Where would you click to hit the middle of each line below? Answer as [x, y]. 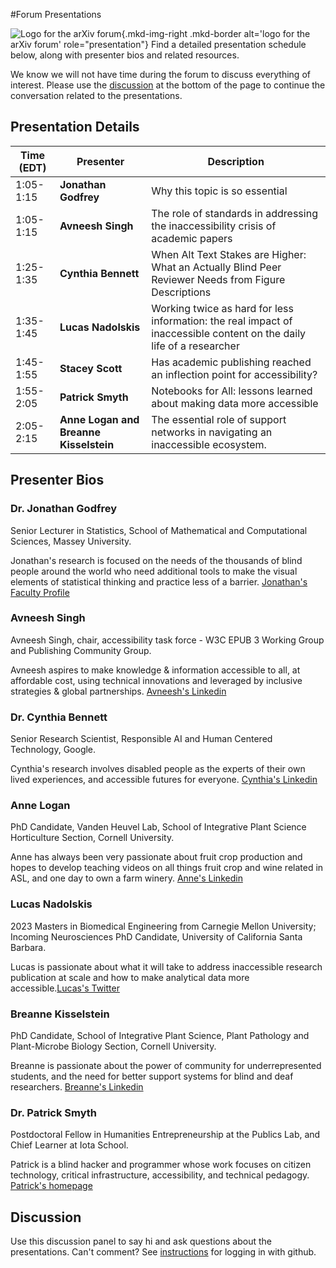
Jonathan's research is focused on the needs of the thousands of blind [156, 560]
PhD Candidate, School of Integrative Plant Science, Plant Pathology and [160, 1035]
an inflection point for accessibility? [234, 374]
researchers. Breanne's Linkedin [77, 1086]
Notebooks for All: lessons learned [232, 391]
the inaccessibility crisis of [214, 226]
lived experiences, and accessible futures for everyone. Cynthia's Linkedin [164, 780]
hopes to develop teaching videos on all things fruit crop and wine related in [167, 868]
